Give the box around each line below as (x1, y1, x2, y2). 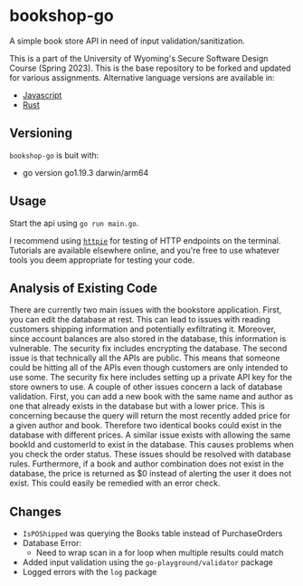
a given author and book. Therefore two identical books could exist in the (9, 420, 282, 431)
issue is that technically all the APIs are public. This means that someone (9, 352, 280, 363)
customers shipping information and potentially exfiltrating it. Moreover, (9, 323, 276, 335)
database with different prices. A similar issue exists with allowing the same (9, 429, 291, 440)
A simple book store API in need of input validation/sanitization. (9, 35, 246, 46)
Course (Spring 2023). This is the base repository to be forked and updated (9, 62, 291, 73)
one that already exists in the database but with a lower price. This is (9, 400, 265, 412)
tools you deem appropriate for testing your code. (9, 255, 195, 265)
